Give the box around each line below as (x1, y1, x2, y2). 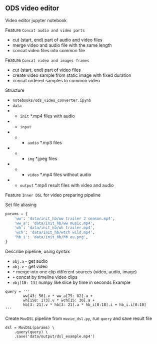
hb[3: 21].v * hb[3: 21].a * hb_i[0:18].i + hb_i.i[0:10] (23, 302, 146, 307)
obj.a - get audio (12, 258, 48, 264)
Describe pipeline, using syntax (5, 248, 70, 254)
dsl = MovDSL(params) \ (5, 325, 55, 330)
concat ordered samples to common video (12, 77, 100, 83)
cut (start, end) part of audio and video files (12, 37, 102, 43)
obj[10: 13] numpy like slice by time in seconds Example (12, 279, 131, 285)
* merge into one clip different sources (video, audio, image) (12, 268, 137, 275)
